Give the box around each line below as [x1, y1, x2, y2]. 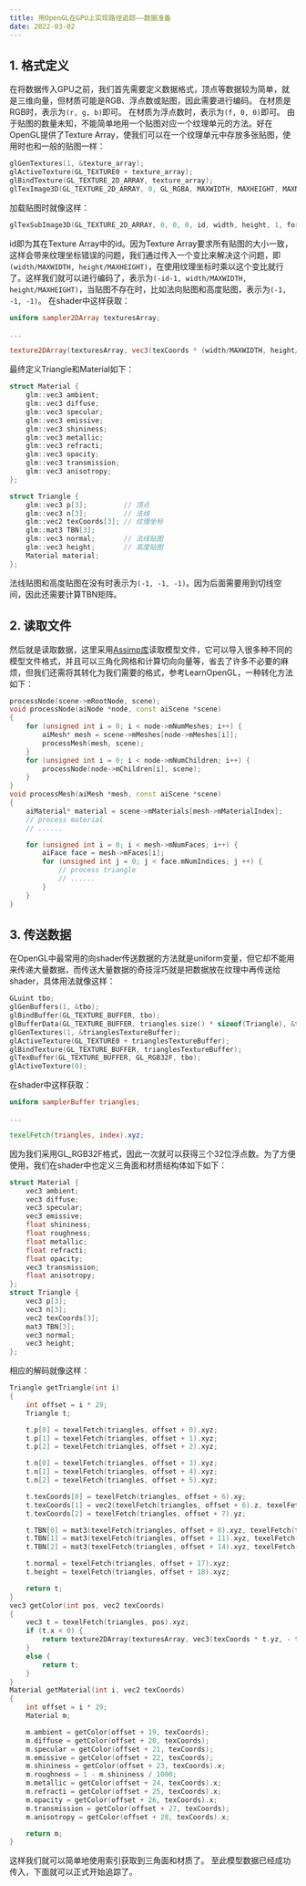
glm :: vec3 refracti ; [25, 442, 104, 451]
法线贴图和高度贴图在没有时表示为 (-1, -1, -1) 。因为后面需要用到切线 [9, 577, 274, 589]
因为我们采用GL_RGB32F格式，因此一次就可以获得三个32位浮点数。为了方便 [9, 1148, 296, 1159]
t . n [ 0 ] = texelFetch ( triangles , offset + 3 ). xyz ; [25, 1459, 219, 1468]
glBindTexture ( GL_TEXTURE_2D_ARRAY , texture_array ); [9, 176, 214, 185]
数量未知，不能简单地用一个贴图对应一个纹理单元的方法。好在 [40, 118, 273, 129]
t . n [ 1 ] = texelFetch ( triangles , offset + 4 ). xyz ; [25, 1467, 219, 1476]
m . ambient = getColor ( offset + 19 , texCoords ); [25, 1727, 209, 1736]
